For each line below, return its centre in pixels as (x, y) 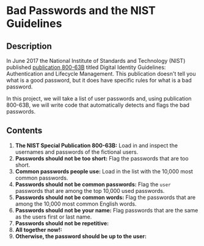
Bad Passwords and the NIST (81, 11)
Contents (24, 131)
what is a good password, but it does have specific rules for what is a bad (99, 80)
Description (29, 46)
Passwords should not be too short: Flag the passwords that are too (102, 158)
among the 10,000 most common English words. (76, 204)
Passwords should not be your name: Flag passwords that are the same (107, 210)
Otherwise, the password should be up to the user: (81, 236)
